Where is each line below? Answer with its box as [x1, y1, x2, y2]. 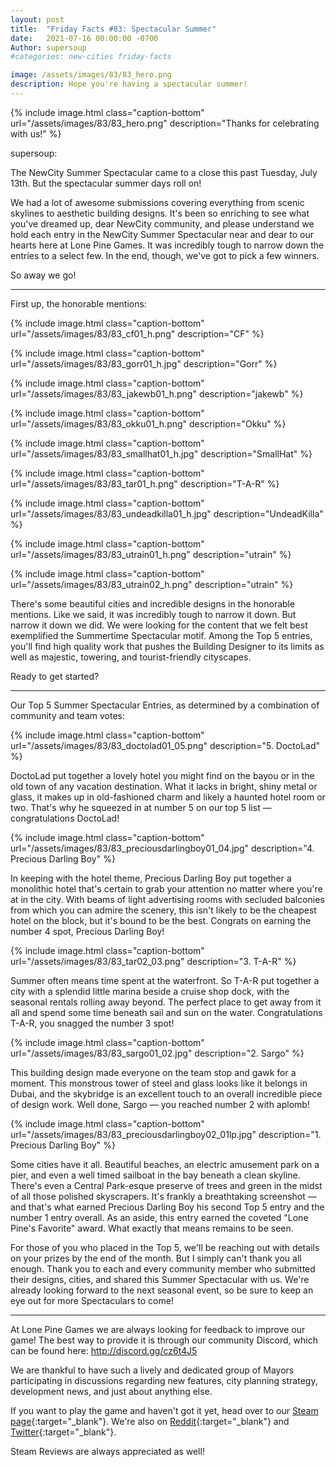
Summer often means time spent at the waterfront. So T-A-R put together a [10, 974, 320, 986]
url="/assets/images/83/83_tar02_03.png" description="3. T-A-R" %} [10, 955, 297, 967]
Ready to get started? [10, 670, 100, 682]
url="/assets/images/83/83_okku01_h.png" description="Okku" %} [10, 417, 287, 430]
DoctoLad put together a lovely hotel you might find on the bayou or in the [10, 769, 315, 781]
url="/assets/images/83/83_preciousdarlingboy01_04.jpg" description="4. [10, 842, 315, 854]
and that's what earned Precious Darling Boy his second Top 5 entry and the [10, 1201, 325, 1213]
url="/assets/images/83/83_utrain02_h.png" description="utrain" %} [10, 578, 294, 590]
